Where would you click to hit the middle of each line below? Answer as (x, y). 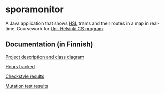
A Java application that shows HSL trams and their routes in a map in (77, 23)
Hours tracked (20, 66)
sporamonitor (35, 9)
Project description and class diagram (45, 57)
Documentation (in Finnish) (49, 45)
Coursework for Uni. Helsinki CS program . (61, 28)
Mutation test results (27, 86)
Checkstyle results (25, 76)
